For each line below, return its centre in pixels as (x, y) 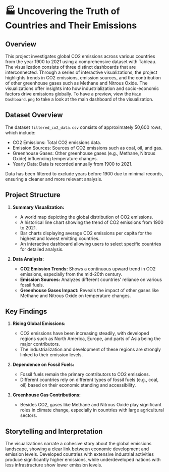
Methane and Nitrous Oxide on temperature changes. (75, 296)
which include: (20, 132)
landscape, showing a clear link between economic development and (77, 449)
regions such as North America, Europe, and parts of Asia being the (90, 339)
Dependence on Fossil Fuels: (43, 365)
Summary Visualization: (38, 207)
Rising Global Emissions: (39, 323)
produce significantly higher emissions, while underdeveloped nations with (83, 460)
